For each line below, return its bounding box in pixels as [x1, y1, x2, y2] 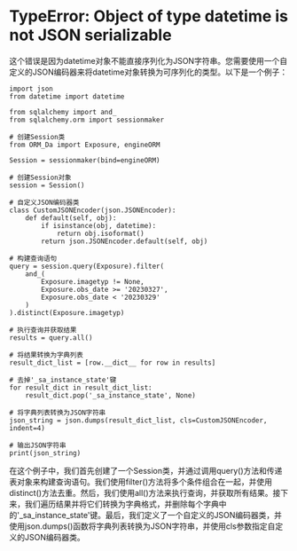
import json [9, 84, 53, 93]
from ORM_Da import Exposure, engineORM [9, 140, 161, 149]
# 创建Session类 [9, 132, 66, 141]
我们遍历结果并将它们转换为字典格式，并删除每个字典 [24, 499, 219, 509]
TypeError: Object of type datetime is [9, 6, 289, 27]
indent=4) [9, 423, 46, 432]
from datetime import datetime [9, 91, 125, 101]
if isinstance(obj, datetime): [41, 221, 157, 230]
